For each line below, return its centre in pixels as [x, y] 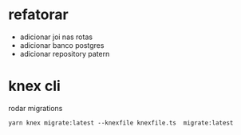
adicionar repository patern [65, 54]
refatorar [39, 15]
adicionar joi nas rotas [56, 37]
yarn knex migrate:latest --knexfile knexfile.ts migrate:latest [121, 123]
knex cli [35, 86]
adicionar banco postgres [62, 45]
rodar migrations [36, 108]
